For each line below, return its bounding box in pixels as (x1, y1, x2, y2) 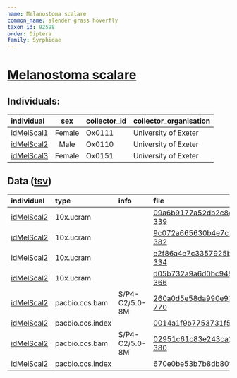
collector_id (85, 116, 127, 126)
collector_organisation (133, 116, 210, 126)
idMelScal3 (11, 151, 49, 161)
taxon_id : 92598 (7, 23, 55, 30)
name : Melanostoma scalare (7, 10, 87, 18)
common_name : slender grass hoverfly (7, 17, 119, 24)
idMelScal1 (11, 128, 49, 138)
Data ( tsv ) (7, 175, 52, 187)
